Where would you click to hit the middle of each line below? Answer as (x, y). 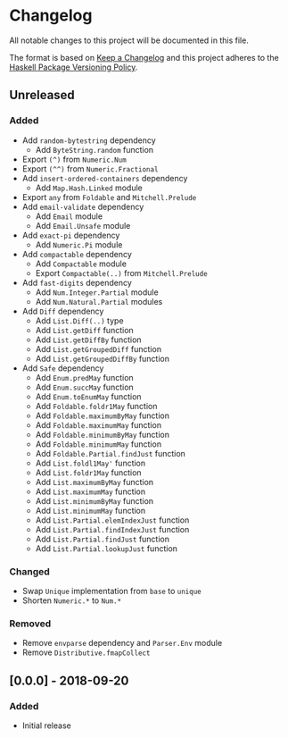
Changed (30, 571)
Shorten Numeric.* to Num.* (72, 600)
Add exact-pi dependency (71, 235)
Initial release (46, 725)
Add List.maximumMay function (91, 491)
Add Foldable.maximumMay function (99, 424)
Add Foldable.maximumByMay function (102, 415)
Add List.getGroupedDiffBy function (102, 358)
